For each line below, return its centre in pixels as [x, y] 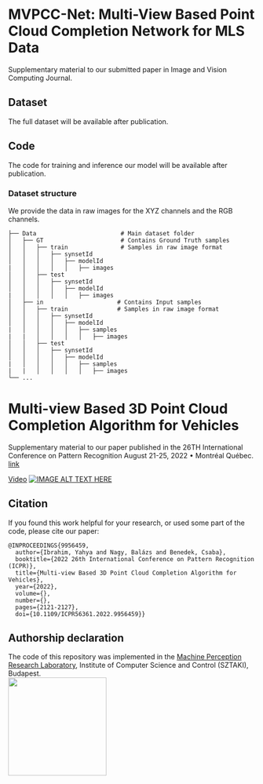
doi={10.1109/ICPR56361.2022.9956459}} [80, 614]
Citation [28, 504]
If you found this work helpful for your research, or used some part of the [126, 523]
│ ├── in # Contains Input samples [105, 302]
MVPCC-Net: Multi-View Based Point [131, 15]
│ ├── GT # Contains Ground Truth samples [119, 240]
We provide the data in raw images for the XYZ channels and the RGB [121, 210]
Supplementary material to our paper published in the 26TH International [126, 447]
